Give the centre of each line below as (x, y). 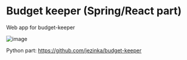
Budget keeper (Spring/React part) (94, 11)
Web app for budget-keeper (41, 27)
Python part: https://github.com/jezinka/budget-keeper (74, 50)
